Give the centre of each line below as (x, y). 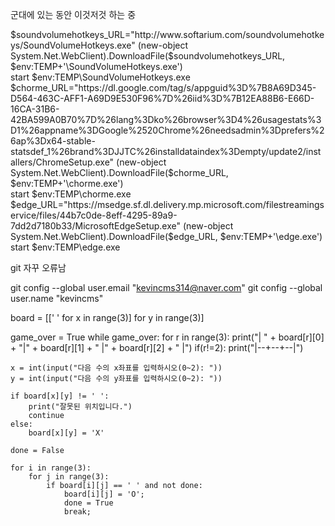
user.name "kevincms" (57, 298)
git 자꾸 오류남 (38, 267)
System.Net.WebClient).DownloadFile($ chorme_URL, (119, 172)
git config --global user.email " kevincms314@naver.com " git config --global (166, 287)
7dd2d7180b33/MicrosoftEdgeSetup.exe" (96, 226)
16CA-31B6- (35, 109)
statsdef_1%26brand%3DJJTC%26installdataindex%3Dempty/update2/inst (166, 151)
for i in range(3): (51, 468)
